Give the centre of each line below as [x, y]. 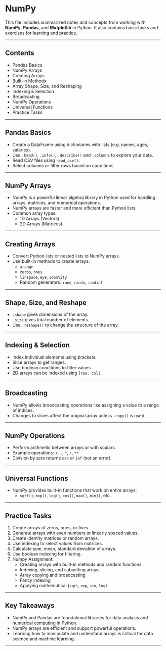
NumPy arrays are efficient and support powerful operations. [74, 628]
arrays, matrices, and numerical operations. [57, 203]
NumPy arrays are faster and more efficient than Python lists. [74, 208]
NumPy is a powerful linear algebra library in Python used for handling [84, 198]
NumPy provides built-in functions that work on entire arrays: [75, 490]
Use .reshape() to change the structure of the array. [65, 325]
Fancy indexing [35, 580]
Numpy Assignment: [33, 559]
